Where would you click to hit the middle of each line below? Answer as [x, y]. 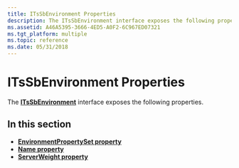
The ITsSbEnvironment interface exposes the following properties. [106, 102]
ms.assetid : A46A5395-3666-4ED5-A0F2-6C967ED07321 [84, 27]
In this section [39, 124]
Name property [41, 149]
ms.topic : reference [38, 41]
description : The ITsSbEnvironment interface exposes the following [111, 21]
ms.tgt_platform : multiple [47, 34]
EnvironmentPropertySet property [70, 141]
